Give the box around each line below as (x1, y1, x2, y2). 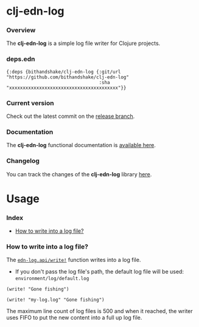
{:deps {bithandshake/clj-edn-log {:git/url (6, 69, 121, 75)
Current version (6, 98, 54, 107)
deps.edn (6, 55, 35, 63)
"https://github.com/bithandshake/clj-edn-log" (6, 74, 130, 80)
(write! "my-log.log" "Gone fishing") (6, 297, 105, 303)
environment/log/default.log (15, 275, 89, 282)
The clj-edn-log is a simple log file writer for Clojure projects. (6, 40, 161, 47)
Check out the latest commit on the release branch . (6, 112, 135, 120)
